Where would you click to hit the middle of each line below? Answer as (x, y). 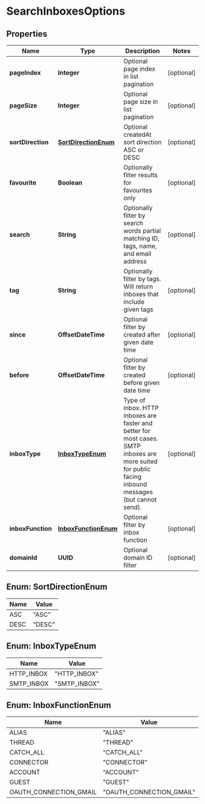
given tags (138, 309)
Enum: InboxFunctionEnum (59, 705)
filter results (141, 175)
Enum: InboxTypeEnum (51, 646)
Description (142, 51)
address (135, 261)
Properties (27, 34)
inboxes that (141, 294)
